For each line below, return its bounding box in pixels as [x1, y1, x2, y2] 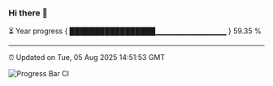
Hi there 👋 [8, 7, 49, 19]
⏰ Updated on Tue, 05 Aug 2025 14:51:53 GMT [8, 53, 165, 62]
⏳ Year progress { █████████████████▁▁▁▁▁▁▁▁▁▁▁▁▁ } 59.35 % [8, 26, 262, 36]
